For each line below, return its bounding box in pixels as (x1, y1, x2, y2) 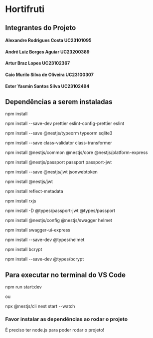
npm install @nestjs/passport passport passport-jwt (5, 159, 112, 165)
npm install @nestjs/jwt (5, 178, 53, 184)
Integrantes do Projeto (5, 23, 76, 32)
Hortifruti (5, 3, 45, 15)
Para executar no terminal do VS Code (5, 270, 126, 279)
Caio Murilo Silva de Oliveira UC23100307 (5, 71, 94, 77)
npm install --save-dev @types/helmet (5, 236, 85, 243)
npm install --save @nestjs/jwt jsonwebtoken (5, 169, 98, 175)
